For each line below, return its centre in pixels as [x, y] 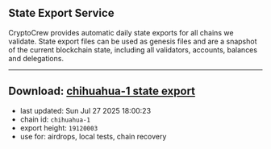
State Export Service [61, 13]
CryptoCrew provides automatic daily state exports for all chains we [121, 32]
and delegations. [36, 58]
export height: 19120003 [59, 127]
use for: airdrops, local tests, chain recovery [93, 136]
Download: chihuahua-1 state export [102, 91]
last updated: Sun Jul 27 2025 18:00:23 [85, 110]
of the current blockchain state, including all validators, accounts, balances [133, 50]
